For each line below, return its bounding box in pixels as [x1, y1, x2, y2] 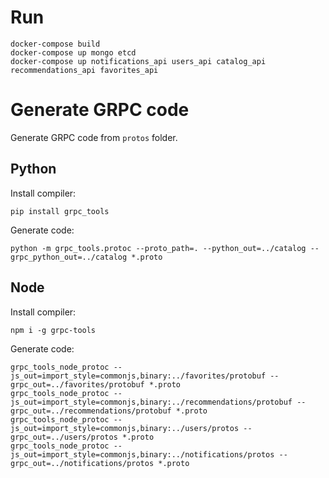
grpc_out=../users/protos [10, 432, 118, 442]
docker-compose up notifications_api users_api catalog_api [10, 56, 267, 66]
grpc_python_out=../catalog [10, 252, 128, 262]
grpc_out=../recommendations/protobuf [10, 406, 172, 416]
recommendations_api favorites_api [10, 65, 159, 75]
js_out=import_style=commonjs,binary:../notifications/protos [10, 449, 275, 460]
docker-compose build [10, 39, 101, 49]
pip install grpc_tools [10, 206, 110, 216]
